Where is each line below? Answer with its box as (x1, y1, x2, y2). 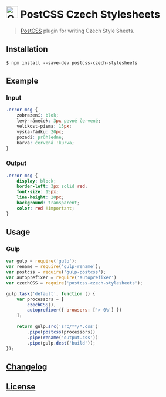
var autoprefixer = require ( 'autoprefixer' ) (6, 274, 117, 281)
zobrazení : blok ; (16, 113, 59, 118)
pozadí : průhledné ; (16, 134, 65, 140)
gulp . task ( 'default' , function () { (6, 290, 96, 297)
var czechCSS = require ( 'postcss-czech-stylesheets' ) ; (6, 280, 143, 286)
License (6, 382, 36, 392)
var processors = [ (16, 296, 65, 302)
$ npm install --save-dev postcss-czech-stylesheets (6, 59, 138, 66)
